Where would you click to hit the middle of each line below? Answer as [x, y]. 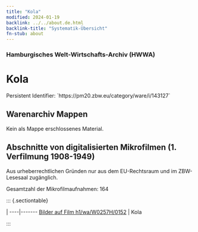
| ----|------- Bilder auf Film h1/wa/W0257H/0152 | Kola [74, 212]
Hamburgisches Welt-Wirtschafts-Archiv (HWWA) [81, 55]
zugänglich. [44, 177]
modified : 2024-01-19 [33, 17]
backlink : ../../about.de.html [45, 23]
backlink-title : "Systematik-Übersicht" [57, 28]
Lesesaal [17, 177]
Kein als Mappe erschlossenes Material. [55, 128]
